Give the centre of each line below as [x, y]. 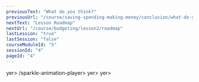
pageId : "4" [21, 56]
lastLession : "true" [32, 34]
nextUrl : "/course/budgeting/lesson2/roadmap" [65, 28]
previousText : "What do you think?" [51, 12]
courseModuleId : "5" [32, 45]
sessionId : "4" [25, 51]
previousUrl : [22, 17]
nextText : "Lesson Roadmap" [41, 23]
